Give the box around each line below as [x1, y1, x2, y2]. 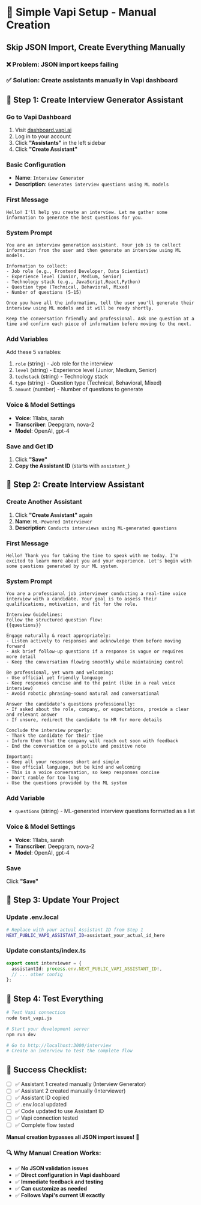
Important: [6, 754, 34, 760]
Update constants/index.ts [6, 947, 86, 955]
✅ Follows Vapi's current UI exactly [14, 1191, 105, 1198]
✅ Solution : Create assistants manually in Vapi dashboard [6, 76, 178, 85]
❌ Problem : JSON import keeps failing [6, 60, 119, 69]
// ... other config [11, 971, 63, 977]
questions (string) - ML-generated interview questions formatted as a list [14, 808, 195, 815]
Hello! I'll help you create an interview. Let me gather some [6, 209, 168, 215]
